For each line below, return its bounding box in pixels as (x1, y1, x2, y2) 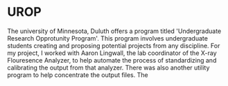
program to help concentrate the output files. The (7, 70, 148, 79)
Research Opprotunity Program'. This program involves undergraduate (7, 34, 208, 42)
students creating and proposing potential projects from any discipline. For (7, 41, 220, 50)
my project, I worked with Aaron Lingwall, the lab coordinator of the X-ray (7, 49, 217, 57)
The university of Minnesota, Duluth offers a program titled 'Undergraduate (7, 27, 222, 35)
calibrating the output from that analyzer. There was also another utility (7, 63, 210, 72)
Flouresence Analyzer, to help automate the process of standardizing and (7, 56, 217, 64)
